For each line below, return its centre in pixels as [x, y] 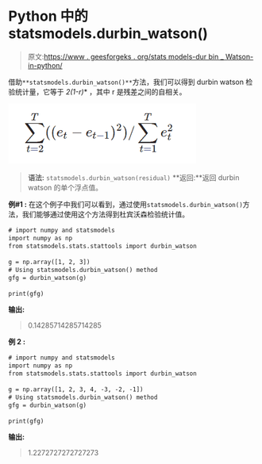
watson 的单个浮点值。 [65, 187]
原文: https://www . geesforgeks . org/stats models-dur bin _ [125, 56]
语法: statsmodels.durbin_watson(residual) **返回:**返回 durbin [133, 177]
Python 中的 [48, 16]
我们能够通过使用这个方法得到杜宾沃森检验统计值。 [105, 214]
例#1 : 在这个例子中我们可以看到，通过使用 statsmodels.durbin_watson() [126, 204]
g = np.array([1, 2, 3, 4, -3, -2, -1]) [76, 389]
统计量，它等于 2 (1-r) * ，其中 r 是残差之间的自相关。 [100, 91]
